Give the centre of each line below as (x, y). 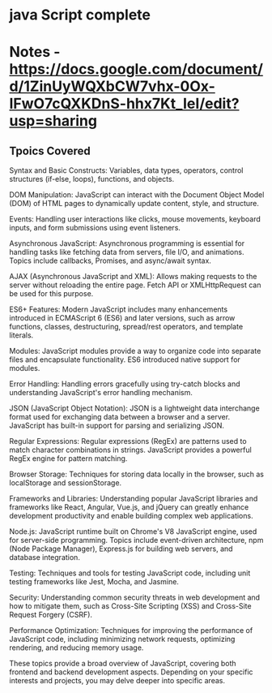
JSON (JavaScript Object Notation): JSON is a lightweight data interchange (134, 408)
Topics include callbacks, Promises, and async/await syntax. (110, 260)
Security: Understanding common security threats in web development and (135, 597)
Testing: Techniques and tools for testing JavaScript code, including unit (130, 573)
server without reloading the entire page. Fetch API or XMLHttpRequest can (135, 285)
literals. (21, 335)
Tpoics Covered (50, 151)
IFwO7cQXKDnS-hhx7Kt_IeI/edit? (124, 104)
